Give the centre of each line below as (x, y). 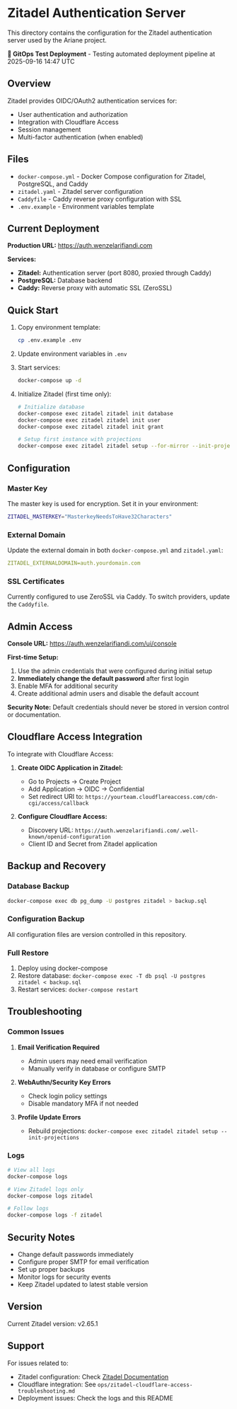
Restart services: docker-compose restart (78, 989)
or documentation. (34, 715)
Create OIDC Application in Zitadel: (70, 767)
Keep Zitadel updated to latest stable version (83, 1284)
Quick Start (33, 310)
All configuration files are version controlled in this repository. (97, 934)
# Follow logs (28, 1209)
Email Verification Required (59, 1047)
